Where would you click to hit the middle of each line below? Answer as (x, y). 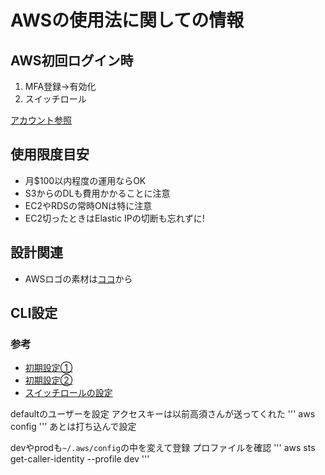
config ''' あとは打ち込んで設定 (73, 427)
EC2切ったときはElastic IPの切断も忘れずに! (114, 218)
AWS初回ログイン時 (72, 60)
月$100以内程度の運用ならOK (85, 180)
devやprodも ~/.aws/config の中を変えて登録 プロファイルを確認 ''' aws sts (163, 448)
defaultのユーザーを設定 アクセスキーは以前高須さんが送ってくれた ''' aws (163, 414)
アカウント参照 (41, 120)
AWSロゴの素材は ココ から (78, 278)
